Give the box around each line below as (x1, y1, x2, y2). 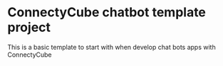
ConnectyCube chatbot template (7, 4, 207, 21)
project (7, 19, 51, 35)
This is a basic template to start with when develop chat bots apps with (7, 43, 216, 51)
